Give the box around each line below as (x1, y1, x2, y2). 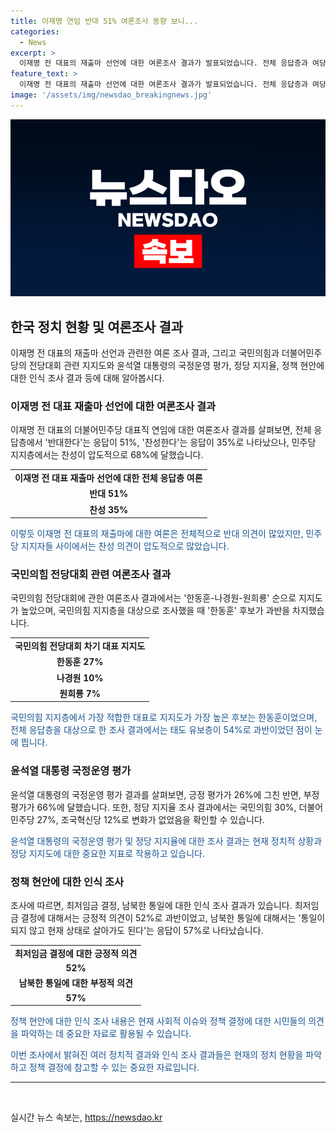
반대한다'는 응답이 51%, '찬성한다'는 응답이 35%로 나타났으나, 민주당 (47, 436, 317, 449)
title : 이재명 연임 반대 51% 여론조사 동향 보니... (10, 16, 199, 26)
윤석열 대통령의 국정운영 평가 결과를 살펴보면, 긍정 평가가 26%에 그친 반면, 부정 (10, 788, 320, 800)
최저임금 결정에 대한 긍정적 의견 (14, 947, 138, 959)
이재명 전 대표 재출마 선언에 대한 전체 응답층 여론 (14, 472, 203, 484)
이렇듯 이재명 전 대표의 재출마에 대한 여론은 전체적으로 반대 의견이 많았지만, (10, 528, 304, 540)
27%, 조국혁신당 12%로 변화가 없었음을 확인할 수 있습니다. (36, 813, 265, 825)
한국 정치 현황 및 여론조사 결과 (10, 318, 184, 335)
